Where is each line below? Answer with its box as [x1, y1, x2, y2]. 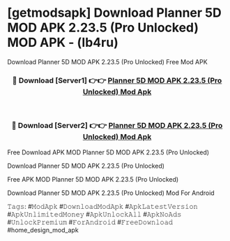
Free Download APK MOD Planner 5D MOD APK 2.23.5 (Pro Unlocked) [7, 148, 210, 156]
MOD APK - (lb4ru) [7, 35, 118, 50]
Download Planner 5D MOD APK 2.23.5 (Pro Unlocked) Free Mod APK [7, 57, 208, 66]
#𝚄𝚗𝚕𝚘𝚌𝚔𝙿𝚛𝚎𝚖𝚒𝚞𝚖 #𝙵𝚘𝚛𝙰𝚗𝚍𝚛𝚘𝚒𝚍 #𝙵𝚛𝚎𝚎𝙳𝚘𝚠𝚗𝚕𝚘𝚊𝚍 [7, 218, 173, 226]
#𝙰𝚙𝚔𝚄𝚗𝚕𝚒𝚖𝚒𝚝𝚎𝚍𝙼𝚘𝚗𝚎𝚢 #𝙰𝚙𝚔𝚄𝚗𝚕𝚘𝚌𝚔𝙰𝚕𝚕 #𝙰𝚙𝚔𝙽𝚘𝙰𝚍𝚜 [7, 210, 182, 218]
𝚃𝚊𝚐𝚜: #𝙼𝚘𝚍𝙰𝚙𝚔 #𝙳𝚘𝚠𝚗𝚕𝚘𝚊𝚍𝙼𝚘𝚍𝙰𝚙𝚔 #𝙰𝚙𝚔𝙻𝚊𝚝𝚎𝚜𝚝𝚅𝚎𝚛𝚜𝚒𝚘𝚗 [7, 202, 199, 210]
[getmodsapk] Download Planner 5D [7, 5, 222, 21]
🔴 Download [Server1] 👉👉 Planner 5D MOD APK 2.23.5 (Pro [12, 75, 222, 85]
